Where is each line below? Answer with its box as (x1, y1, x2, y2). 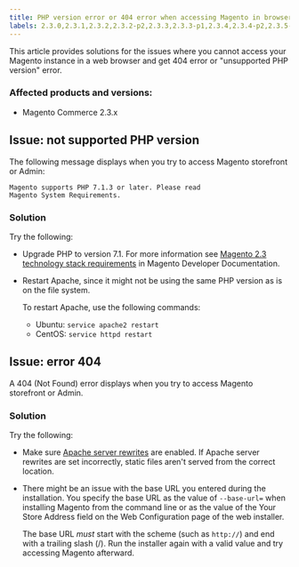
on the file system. (21, 284, 91, 295)
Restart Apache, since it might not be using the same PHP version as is (21, 275, 283, 285)
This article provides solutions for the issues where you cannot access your (9, 45, 287, 56)
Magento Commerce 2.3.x (21, 107, 118, 117)
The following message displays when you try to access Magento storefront (9, 156, 287, 167)
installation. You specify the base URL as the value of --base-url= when (21, 492, 287, 503)
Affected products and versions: (9, 86, 153, 99)
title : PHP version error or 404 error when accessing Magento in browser (9, 12, 293, 22)
